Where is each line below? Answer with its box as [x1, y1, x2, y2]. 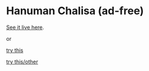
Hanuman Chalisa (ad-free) [6, 4, 144, 18]
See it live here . [6, 24, 45, 31]
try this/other [6, 58, 39, 65]
